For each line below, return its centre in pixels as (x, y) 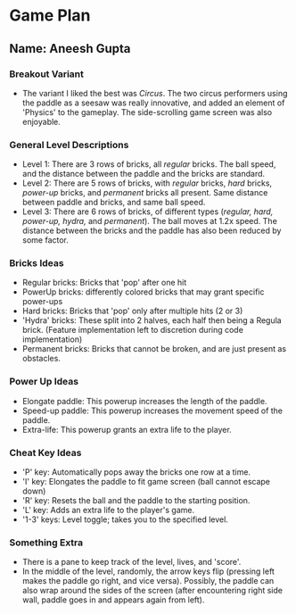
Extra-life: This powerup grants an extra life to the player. (127, 429)
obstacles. (41, 359)
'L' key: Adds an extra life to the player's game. (108, 510)
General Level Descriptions (69, 145)
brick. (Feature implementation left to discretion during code (132, 330)
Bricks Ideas (37, 263)
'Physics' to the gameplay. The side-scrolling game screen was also (147, 112)
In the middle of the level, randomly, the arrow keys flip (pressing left (148, 571)
